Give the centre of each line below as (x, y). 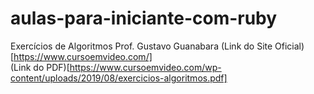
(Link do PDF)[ (40, 67)
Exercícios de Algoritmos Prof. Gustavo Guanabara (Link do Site (141, 46)
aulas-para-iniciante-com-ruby (144, 18)
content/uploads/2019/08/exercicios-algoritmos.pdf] (119, 78)
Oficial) (289, 46)
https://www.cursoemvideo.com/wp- (145, 67)
